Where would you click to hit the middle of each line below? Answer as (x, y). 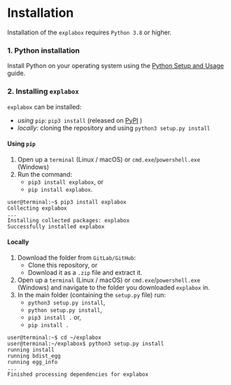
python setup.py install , (65, 309)
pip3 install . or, (55, 317)
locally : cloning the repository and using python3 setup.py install (114, 128)
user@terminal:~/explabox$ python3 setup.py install (86, 344)
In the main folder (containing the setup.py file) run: (91, 295)
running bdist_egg (34, 356)
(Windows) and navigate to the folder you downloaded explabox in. (113, 287)
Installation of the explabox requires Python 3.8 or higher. (90, 32)
